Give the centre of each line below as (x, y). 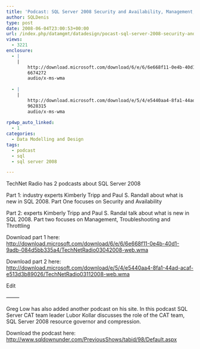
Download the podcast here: (41, 333)
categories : (21, 134)
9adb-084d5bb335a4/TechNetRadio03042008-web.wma (77, 250)
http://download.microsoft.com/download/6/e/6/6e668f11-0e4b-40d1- (93, 244)
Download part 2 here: (34, 262)
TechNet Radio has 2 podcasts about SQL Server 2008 (74, 184)
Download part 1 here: (33, 237)
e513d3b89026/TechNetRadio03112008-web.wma (68, 274)
